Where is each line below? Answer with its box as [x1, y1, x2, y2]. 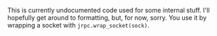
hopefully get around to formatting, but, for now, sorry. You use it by [7, 13, 207, 22]
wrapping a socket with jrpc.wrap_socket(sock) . [7, 21, 149, 29]
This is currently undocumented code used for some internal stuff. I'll [7, 6, 210, 14]
